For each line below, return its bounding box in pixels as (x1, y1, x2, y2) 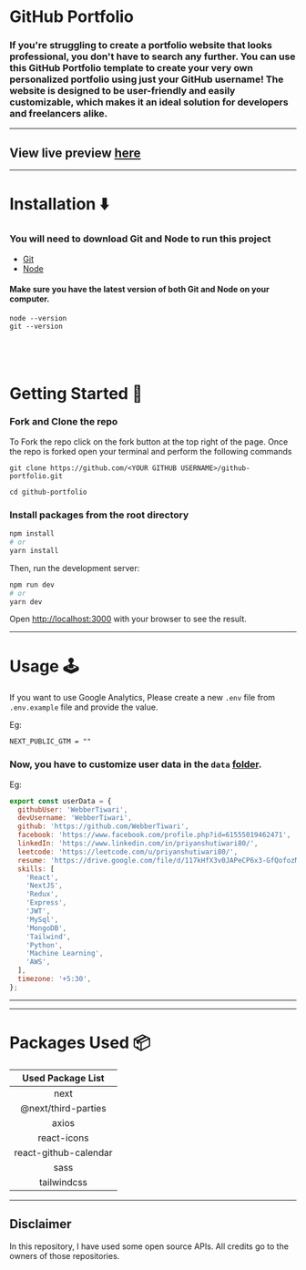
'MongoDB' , (25, 923, 67, 933)
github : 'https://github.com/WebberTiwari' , (17, 822, 189, 831)
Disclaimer (9, 1216, 72, 1232)
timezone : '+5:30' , (17, 975, 92, 984)
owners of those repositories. (9, 1250, 120, 1261)
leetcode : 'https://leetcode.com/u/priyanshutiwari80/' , (17, 847, 239, 856)
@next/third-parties (20, 1101, 107, 1114)
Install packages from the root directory (9, 508, 189, 521)
